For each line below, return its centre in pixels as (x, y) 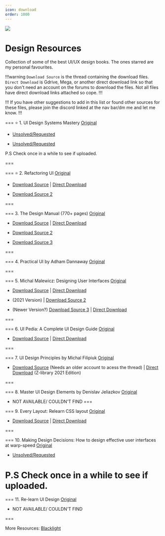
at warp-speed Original (29, 446)
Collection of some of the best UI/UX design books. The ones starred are (80, 62)
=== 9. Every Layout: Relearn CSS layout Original (55, 411)
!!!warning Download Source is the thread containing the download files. (77, 77)
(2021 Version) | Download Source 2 (49, 300)
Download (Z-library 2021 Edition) (47, 373)
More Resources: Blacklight (33, 528)
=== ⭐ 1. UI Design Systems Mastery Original (51, 123)
